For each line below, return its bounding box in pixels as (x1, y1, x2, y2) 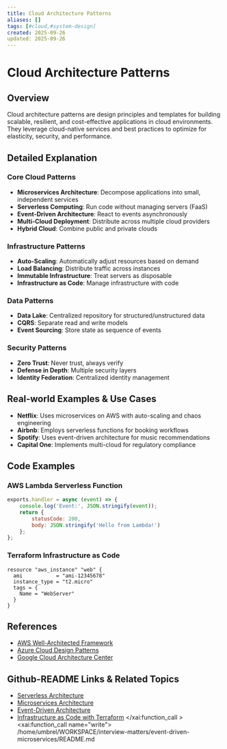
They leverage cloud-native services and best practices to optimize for (7, 125, 207, 134)
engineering (16, 418, 51, 427)
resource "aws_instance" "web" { (7, 566, 103, 573)
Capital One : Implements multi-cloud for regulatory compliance (16, 440, 196, 448)
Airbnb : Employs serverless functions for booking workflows (16, 426, 189, 434)
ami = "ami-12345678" (13, 572, 106, 579)
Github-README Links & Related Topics (7, 673, 180, 685)
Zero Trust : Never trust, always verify (16, 359, 124, 367)
